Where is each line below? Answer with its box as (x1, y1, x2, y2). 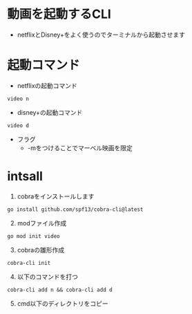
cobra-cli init (7, 259, 51, 266)
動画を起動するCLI (7, 6, 112, 22)
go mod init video (7, 232, 60, 239)
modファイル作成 (17, 219, 67, 227)
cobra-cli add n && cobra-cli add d (7, 286, 113, 293)
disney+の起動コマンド (17, 108, 83, 116)
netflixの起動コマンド (17, 81, 78, 90)
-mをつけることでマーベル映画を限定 (27, 143, 133, 152)
